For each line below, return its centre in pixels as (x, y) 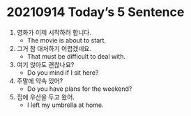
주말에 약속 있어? (40, 80)
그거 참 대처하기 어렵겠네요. (54, 48)
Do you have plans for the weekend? (79, 89)
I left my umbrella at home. (65, 105)
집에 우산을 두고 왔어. (45, 97)
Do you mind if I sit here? (63, 72)
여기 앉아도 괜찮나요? (45, 64)
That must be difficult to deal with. (76, 56)
